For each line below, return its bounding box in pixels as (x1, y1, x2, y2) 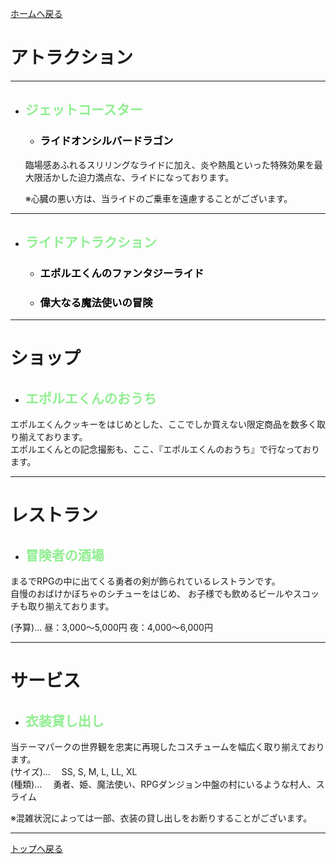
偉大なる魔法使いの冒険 (39, 295, 153, 309)
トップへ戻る (10, 843, 63, 855)
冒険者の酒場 (24, 547, 105, 564)
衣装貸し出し (24, 712, 105, 729)
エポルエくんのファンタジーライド (39, 266, 205, 280)
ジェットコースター (24, 102, 143, 119)
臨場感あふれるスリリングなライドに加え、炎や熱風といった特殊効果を (24, 158, 315, 171)
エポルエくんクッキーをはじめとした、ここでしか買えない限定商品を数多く (10, 418, 317, 431)
